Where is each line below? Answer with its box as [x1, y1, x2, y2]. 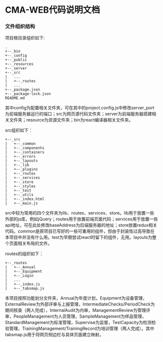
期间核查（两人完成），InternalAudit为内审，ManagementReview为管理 [5, 307, 146, 313]
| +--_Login [5, 273, 34, 278]
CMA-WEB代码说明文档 [5, 4, 100, 16]
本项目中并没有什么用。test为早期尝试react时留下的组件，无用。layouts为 [5, 234, 152, 240]
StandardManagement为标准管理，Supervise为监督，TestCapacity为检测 [5, 320, 152, 325]
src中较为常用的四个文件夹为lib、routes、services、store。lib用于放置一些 [5, 210, 155, 216]
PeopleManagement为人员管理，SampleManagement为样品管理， [13, 313, 147, 319]
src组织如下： [5, 127, 33, 133]
